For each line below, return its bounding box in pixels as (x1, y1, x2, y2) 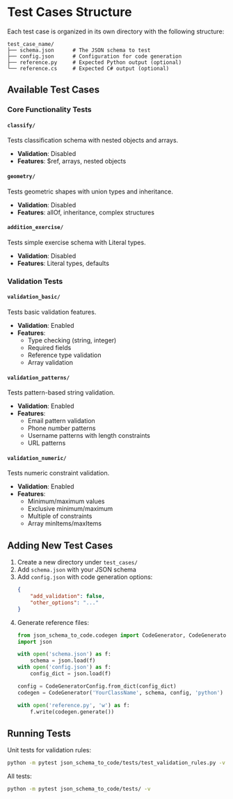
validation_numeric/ (7, 454, 67, 461)
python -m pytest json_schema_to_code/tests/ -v (7, 786, 151, 793)
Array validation (27, 358, 73, 366)
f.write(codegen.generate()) (30, 708, 115, 715)
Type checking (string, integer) (27, 335, 117, 345)
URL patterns (27, 439, 66, 448)
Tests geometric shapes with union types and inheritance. (7, 187, 174, 196)
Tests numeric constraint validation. (7, 469, 110, 477)
